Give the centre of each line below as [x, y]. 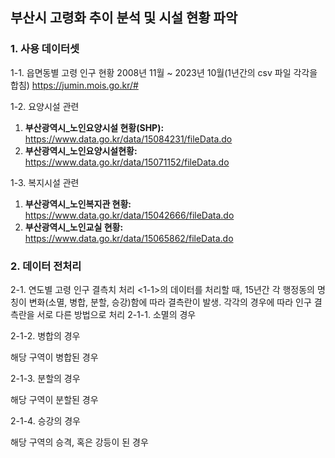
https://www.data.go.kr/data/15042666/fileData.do [129, 215]
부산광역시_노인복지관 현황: [78, 204]
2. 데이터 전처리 [46, 266]
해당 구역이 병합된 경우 [54, 357]
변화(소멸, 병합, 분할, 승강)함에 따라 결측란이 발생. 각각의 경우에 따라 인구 [170, 302]
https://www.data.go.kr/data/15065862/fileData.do [129, 238]
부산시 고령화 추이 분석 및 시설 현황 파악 [124, 18]
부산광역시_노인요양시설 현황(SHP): [94, 127]
